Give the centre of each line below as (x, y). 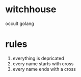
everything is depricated (38, 58)
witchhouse (31, 9)
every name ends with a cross (44, 69)
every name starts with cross (43, 63)
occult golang (20, 23)
